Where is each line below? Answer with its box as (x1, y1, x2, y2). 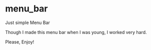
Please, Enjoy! (5, 38, 34, 45)
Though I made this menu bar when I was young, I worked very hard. (5, 29, 147, 35)
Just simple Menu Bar (5, 19, 50, 25)
